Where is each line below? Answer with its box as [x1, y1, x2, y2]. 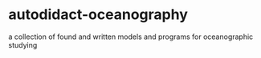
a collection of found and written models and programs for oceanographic [8, 32, 254, 41]
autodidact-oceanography [8, 6, 189, 24]
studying [8, 40, 38, 49]
